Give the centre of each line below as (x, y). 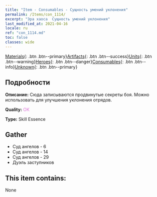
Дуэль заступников (33, 163)
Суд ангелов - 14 (30, 152)
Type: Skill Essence (25, 119)
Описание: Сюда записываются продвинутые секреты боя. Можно (77, 95)
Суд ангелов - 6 (29, 147)
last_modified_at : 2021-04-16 (37, 24)
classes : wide (20, 42)
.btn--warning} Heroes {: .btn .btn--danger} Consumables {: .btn (69, 61)
